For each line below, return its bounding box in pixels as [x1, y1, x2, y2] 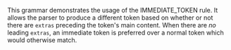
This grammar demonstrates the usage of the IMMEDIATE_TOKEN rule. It [7, 6, 218, 14]
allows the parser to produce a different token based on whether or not [7, 13, 213, 22]
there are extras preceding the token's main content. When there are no [7, 21, 216, 29]
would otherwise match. [7, 36, 77, 44]
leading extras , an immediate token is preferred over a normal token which [7, 28, 224, 37]
